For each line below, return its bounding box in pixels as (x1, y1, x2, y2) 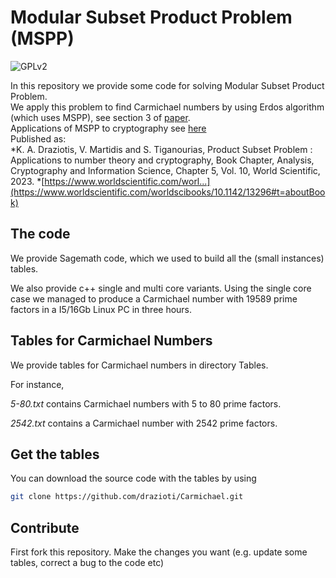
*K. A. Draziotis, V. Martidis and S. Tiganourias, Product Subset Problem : (10, 143, 313, 155)
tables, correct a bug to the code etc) (10, 557, 165, 569)
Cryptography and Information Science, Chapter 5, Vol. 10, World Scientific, (10, 164, 321, 176)
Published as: (10, 132, 67, 145)
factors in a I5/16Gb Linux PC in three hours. (10, 303, 193, 315)
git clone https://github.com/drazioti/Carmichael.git (10, 492, 244, 502)
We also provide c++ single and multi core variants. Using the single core (10, 282, 312, 294)
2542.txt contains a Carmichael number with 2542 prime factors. (10, 417, 278, 429)
